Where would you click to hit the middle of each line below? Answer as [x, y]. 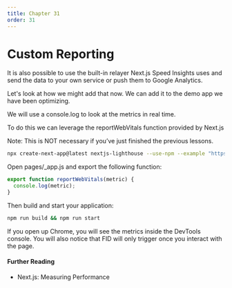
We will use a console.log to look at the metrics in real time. [91, 114]
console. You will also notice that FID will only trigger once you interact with [115, 238]
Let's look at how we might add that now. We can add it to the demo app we [115, 94]
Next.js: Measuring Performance [64, 277]
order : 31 [21, 20]
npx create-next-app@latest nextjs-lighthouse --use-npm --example [106, 154]
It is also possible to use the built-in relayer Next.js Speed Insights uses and [115, 73]
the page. [21, 246]
